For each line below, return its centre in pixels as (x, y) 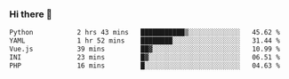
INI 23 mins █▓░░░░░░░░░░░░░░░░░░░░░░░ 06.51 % (144, 57)
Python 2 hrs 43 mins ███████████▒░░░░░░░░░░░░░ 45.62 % (144, 33)
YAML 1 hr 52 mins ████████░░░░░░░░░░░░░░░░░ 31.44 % (144, 41)
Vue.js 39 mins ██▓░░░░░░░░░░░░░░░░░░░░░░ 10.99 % (144, 49)
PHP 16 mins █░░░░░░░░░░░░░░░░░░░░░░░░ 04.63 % (144, 66)
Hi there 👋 (31, 14)
